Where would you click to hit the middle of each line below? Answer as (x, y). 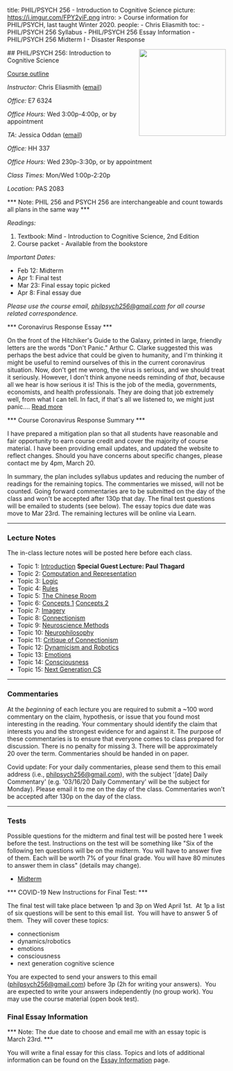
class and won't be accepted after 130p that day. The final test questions (111, 498)
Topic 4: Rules (38, 588)
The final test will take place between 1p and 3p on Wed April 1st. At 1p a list (116, 905)
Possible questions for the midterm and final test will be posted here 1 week (115, 836)
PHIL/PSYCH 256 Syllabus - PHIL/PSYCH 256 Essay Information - (101, 32)
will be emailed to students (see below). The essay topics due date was (109, 506)
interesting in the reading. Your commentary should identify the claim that (112, 723)
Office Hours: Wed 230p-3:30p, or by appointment (80, 162)
